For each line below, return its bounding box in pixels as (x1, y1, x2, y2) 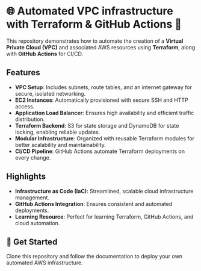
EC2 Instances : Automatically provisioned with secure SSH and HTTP (14, 96, 188, 104)
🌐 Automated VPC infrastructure (6, 4, 173, 18)
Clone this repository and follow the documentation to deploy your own (6, 253, 182, 260)
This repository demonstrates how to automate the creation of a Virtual (6, 37, 184, 45)
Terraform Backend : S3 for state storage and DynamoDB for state (14, 122, 179, 129)
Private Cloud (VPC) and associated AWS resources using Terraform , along (6, 43, 196, 51)
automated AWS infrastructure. (6, 259, 83, 266)
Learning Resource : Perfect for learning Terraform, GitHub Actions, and (14, 213, 194, 220)
